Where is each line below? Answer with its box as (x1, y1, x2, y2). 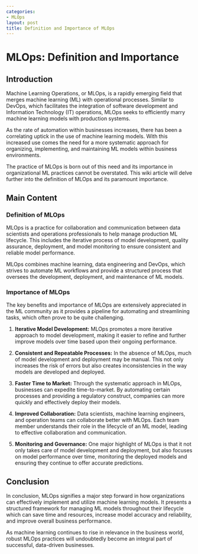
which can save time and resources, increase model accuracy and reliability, (6, 511, 192, 518)
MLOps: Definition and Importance (6, 51, 179, 64)
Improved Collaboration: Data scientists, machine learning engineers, (14, 410, 186, 417)
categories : (6, 8, 35, 15)
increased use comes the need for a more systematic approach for (6, 139, 169, 146)
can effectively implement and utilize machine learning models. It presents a (6, 498, 191, 506)
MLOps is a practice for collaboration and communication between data (6, 224, 181, 231)
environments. (6, 152, 41, 159)
